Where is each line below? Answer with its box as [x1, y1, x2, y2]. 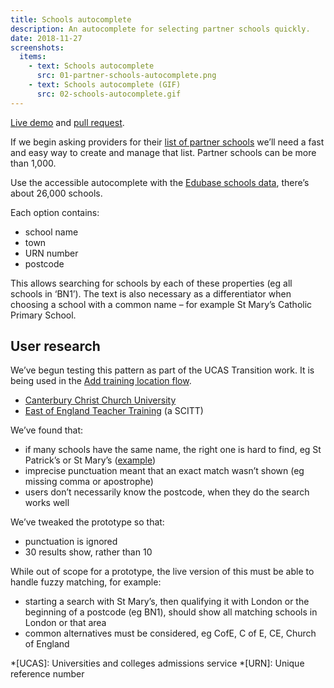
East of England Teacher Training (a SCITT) [24, 405, 204, 417]
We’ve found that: [10, 424, 84, 436]
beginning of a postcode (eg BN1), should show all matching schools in [24, 606, 318, 618]
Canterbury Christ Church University [24, 394, 177, 406]
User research [10, 338, 101, 355]
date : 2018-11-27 [10, 33, 83, 43]
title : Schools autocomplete [10, 14, 132, 25]
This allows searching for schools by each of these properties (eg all [10, 277, 293, 289]
